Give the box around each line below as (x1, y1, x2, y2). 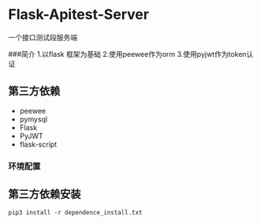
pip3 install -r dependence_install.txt (8, 209, 144, 217)
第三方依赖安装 (8, 188, 81, 201)
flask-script (19, 140, 58, 149)
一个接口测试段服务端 (8, 32, 77, 42)
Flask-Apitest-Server (8, 6, 150, 24)
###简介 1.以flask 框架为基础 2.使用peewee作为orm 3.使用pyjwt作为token (8, 49, 247, 58)
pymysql (19, 114, 48, 124)
